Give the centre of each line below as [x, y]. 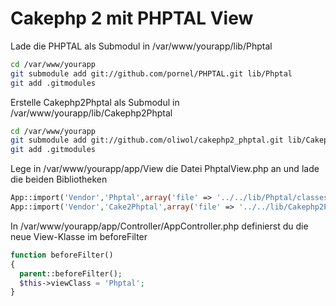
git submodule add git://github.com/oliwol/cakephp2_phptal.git [147, 140]
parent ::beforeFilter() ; [71, 273]
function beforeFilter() [62, 255]
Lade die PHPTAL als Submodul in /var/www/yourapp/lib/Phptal [141, 46]
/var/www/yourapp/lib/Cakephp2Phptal [91, 113]
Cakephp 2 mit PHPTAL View [132, 18]
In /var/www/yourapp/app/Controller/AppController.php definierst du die [159, 226]
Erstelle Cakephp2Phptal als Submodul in [95, 102]
